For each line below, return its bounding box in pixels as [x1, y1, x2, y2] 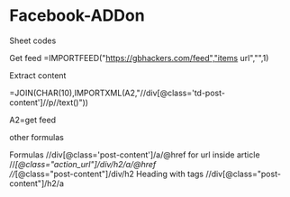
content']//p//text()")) [9, 96, 88, 108]
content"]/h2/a [9, 177, 65, 189]
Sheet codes [9, 35, 57, 46]
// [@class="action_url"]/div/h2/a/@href [9, 158, 157, 169]
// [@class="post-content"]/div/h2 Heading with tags [9, 168, 204, 179]
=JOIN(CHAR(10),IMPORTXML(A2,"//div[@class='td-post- [9, 87, 225, 98]
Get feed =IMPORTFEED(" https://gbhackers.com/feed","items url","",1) [9, 52, 269, 63]
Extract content [9, 69, 67, 81]
